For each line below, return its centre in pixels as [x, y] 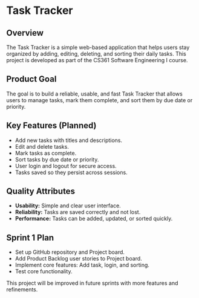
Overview [25, 33]
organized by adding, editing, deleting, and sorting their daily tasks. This [96, 54]
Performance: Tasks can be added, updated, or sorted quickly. [94, 219]
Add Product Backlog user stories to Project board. [78, 259]
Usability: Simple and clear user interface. [68, 206]
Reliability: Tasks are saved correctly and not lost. [78, 212]
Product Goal [31, 79]
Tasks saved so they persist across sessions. [71, 172]
